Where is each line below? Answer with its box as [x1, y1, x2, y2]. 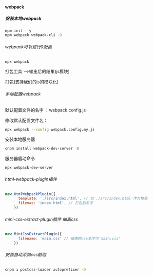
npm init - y [5, 28, 32, 33]
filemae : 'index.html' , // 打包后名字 [18, 201, 94, 205]
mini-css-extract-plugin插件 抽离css [5, 216, 78, 222]
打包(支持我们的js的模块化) [5, 79, 58, 85]
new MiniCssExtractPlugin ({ [5, 232, 62, 237]
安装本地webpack [5, 16, 41, 21]
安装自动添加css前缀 [5, 252, 46, 258]
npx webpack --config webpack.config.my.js [5, 127, 95, 132]
